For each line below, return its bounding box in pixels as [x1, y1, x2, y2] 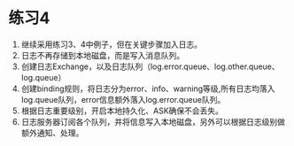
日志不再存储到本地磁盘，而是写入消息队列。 [20, 50, 185, 60]
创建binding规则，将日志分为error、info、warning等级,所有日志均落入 [20, 83, 275, 94]
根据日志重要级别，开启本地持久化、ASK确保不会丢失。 [20, 105, 223, 116]
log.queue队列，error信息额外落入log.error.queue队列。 [20, 94, 226, 104]
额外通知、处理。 [20, 127, 84, 138]
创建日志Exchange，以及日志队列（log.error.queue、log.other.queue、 [20, 61, 280, 72]
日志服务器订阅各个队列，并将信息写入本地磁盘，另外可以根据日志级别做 [20, 116, 285, 127]
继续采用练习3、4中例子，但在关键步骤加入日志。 [20, 39, 203, 50]
